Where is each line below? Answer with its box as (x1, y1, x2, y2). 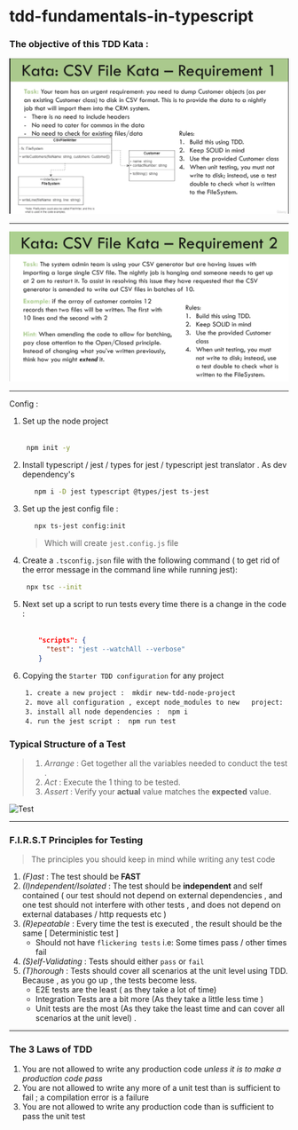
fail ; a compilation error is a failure (21, 1092, 149, 1102)
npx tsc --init (26, 582, 82, 591)
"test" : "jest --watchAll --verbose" (45, 645, 186, 654)
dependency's (21, 469, 75, 479)
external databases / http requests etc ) (21, 909, 167, 920)
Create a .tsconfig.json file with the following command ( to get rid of (21, 555, 280, 565)
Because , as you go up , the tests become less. (21, 975, 198, 986)
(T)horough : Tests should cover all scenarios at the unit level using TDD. (21, 966, 288, 976)
